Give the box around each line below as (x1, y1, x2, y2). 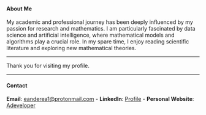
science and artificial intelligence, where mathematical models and (6, 31, 175, 39)
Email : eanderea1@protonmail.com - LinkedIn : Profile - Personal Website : (6, 95, 194, 103)
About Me (6, 5, 32, 12)
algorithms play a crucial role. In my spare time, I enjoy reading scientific (6, 38, 189, 45)
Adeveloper (6, 102, 36, 109)
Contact (6, 81, 28, 89)
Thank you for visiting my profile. (6, 62, 90, 70)
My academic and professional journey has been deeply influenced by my (6, 18, 193, 26)
